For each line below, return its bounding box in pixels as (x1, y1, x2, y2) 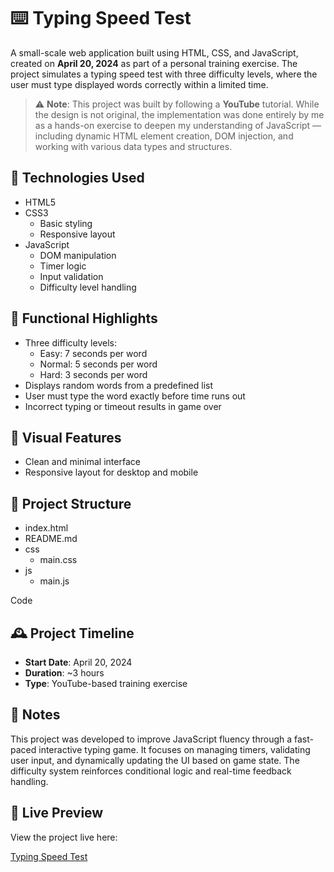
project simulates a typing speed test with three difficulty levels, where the (10, 68, 318, 80)
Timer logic (39, 260, 87, 272)
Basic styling (39, 217, 93, 229)
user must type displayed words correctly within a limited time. (10, 78, 269, 90)
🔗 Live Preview (10, 805, 104, 822)
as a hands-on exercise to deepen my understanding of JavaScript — (34, 119, 322, 131)
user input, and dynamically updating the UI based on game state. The (10, 754, 300, 766)
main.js (39, 575, 70, 587)
